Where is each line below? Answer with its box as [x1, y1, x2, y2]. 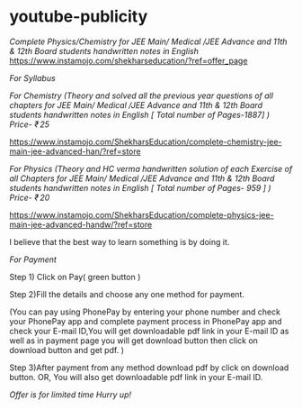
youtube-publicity [9, 6, 148, 27]
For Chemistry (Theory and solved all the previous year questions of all [9, 90, 274, 101]
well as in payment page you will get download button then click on [9, 335, 259, 346]
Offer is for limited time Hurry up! [9, 389, 132, 400]
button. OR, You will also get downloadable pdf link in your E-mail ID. [9, 371, 263, 382]
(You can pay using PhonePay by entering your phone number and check [9, 306, 281, 317]
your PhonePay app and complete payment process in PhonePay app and [9, 315, 282, 326]
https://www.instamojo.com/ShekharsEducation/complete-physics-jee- [9, 209, 274, 220]
